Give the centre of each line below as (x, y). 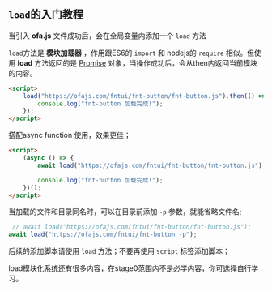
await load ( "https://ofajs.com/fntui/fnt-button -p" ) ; (103, 235)
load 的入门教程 (46, 15)
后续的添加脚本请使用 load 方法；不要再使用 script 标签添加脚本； (119, 251)
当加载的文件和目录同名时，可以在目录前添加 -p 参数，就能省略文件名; (125, 212)
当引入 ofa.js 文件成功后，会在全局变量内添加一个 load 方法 (107, 36)
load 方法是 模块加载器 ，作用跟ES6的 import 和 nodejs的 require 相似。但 (132, 53)
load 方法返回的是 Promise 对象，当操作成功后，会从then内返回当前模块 (138, 62)
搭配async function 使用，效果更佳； (70, 135)
